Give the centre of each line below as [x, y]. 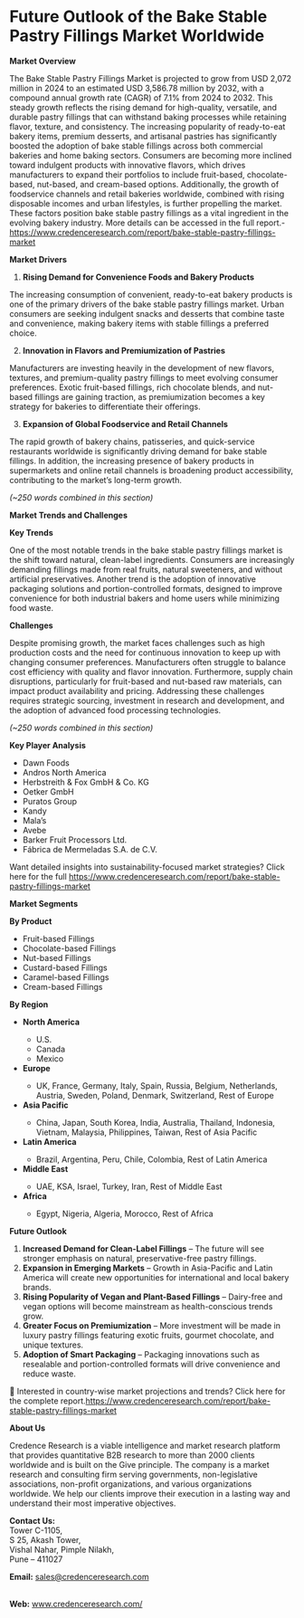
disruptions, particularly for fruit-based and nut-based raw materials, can [146, 681]
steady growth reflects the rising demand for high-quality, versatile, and [143, 107]
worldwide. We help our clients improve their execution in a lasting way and [150, 1493]
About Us [28, 1428]
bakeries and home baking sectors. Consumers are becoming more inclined [151, 155]
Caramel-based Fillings [66, 977]
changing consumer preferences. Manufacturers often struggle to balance [148, 661]
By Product [31, 921]
